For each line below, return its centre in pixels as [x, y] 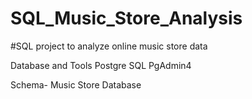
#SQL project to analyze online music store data [109, 46]
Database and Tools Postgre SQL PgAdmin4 [101, 65]
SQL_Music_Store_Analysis [126, 18]
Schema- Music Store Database [76, 84]
